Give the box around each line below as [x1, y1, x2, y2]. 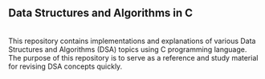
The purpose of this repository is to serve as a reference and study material [8, 53, 259, 62]
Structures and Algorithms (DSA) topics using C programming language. [8, 44, 247, 54]
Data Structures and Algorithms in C [8, 6, 194, 20]
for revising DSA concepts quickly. [8, 61, 123, 71]
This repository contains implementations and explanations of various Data [8, 36, 256, 45]
